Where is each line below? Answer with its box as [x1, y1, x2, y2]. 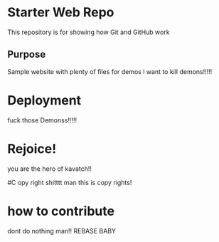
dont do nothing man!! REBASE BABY [7, 226, 116, 235]
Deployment [7, 92, 82, 108]
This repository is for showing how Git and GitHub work [7, 28, 170, 36]
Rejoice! [7, 140, 57, 157]
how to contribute [7, 203, 115, 219]
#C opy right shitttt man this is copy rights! [7, 178, 132, 186]
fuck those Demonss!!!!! [7, 115, 77, 125]
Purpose [7, 48, 46, 60]
